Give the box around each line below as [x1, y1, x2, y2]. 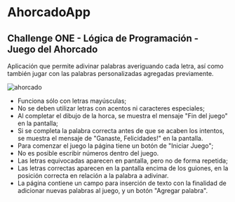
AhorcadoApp [7, 4, 91, 20]
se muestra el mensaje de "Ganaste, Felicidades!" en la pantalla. [17, 134, 203, 142]
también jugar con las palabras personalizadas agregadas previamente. [7, 70, 214, 77]
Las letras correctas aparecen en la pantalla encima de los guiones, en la [17, 164, 229, 172]
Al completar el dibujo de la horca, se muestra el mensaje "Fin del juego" [17, 112, 228, 120]
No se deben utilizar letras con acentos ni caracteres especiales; [17, 104, 205, 113]
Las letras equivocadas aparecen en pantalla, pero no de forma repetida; [17, 156, 228, 165]
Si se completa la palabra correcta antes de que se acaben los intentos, [17, 127, 224, 134]
